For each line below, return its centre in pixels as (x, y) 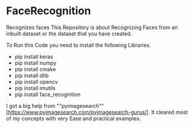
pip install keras (34, 56)
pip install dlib (32, 75)
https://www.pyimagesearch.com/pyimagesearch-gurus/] (78, 112)
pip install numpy (35, 63)
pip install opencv (36, 82)
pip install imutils (35, 88)
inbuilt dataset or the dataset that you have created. (69, 33)
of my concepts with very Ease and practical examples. (73, 118)
